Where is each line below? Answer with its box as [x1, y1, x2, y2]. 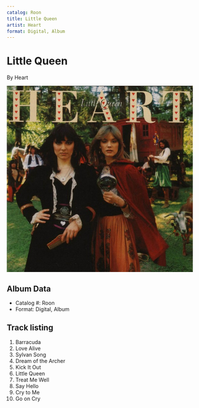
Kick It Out [15, 364, 41, 371]
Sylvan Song [15, 351, 47, 358]
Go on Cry [15, 395, 41, 402]
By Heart [6, 74, 28, 81]
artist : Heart [6, 22, 42, 28]
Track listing [6, 323, 54, 333]
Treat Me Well [15, 376, 50, 383]
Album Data [6, 284, 51, 294]
